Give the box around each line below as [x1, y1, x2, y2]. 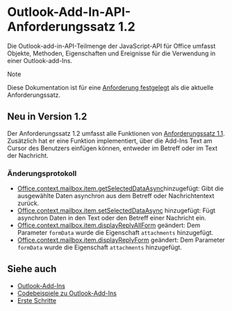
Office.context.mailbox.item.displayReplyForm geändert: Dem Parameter [17, 236, 226, 245]
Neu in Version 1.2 [7, 111, 88, 123]
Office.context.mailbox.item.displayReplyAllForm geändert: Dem [17, 221, 201, 229]
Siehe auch [7, 263, 57, 275]
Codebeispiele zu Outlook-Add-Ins [17, 289, 117, 297]
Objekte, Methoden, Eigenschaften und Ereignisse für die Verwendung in [7, 49, 216, 57]
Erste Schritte [17, 296, 57, 305]
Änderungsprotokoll [7, 168, 77, 178]
